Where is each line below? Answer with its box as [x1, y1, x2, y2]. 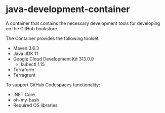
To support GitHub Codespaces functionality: [6, 82, 100, 88]
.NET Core [13, 91, 35, 97]
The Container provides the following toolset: [6, 35, 100, 41]
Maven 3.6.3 [13, 45, 39, 51]
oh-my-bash [13, 97, 39, 103]
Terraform [13, 67, 34, 73]
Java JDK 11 [13, 50, 38, 56]
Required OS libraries [13, 102, 58, 108]
